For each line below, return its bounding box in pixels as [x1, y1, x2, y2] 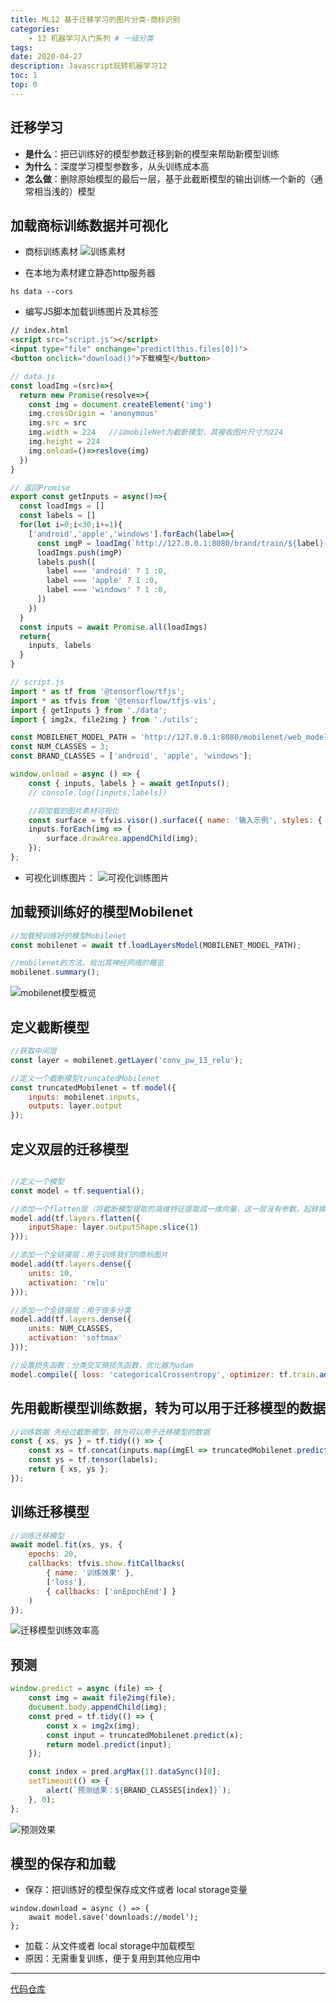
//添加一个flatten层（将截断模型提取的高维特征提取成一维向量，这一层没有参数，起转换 [10, 1204, 327, 1214]
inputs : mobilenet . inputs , [28, 1092, 141, 1102]
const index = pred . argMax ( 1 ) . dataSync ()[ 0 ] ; [28, 1767, 222, 1777]
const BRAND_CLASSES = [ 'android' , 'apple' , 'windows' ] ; [10, 751, 253, 761]
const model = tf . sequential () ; [10, 1186, 145, 1196]
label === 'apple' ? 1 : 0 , [46, 576, 159, 586]
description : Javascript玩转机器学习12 [10, 61, 168, 71]
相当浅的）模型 [33, 185, 96, 197]
